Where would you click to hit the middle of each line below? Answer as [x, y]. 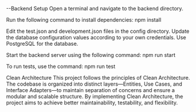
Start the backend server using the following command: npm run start [91, 55]
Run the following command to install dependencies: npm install [84, 20]
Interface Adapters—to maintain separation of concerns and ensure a [91, 90]
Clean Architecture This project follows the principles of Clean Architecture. [98, 78]
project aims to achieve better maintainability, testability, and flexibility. [92, 103]
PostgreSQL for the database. [42, 44]
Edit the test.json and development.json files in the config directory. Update [98, 31]
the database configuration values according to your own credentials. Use [96, 37]
